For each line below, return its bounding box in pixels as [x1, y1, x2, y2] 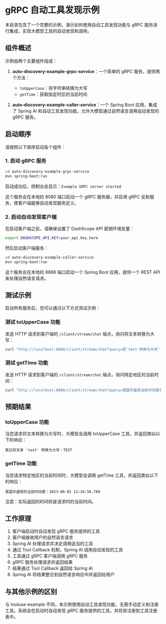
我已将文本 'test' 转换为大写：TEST [5, 448, 73, 453]
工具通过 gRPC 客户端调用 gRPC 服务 [12, 553, 88, 559]
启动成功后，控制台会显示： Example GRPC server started [5, 183, 122, 189]
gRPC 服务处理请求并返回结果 [12, 559, 73, 565]
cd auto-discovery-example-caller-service [5, 255, 94, 260]
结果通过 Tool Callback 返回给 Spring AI [12, 565, 93, 571]
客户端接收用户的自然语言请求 [12, 535, 73, 541]
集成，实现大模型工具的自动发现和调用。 [9, 28, 92, 34]
